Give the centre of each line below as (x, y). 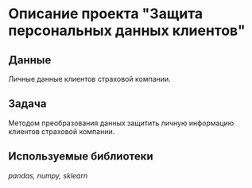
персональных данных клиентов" (127, 31)
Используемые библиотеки (81, 157)
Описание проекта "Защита (106, 14)
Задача (27, 104)
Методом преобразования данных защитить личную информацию (121, 123)
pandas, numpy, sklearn (48, 175)
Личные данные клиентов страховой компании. (89, 79)
